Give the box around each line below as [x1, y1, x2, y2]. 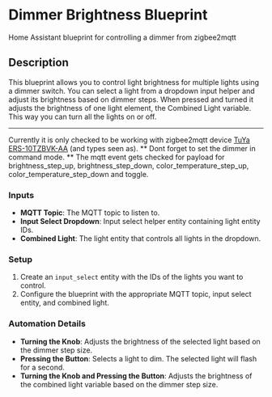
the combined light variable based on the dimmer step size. [19, 379, 219, 389]
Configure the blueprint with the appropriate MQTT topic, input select [19, 289, 253, 299]
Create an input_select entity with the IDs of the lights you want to [19, 272, 244, 282]
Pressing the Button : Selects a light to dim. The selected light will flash [19, 353, 257, 363]
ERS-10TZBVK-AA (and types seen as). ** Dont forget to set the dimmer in [8, 143, 257, 153]
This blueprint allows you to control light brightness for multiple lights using [8, 77, 260, 87]
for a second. [19, 362, 65, 372]
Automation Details [8, 318, 87, 329]
